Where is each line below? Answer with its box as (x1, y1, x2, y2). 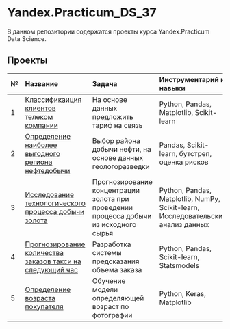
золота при (92, 194, 129, 203)
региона (25, 157, 53, 167)
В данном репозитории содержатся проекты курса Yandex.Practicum (7, 27, 210, 36)
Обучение (92, 276, 126, 285)
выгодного (25, 148, 60, 158)
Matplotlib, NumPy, (159, 194, 220, 203)
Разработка (92, 239, 131, 249)
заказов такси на (25, 256, 82, 266)
